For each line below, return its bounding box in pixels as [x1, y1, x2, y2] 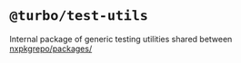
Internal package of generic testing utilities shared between [9, 33, 233, 44]
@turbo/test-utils [9, 7, 148, 24]
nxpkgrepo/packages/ [9, 43, 93, 54]
